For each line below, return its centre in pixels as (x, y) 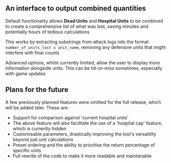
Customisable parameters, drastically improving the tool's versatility (84, 134)
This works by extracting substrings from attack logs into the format (77, 42)
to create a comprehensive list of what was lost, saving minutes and (77, 26)
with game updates (26, 74)
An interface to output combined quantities (76, 8)
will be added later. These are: (37, 107)
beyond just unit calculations (43, 139)
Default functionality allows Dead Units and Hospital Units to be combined (84, 21)
